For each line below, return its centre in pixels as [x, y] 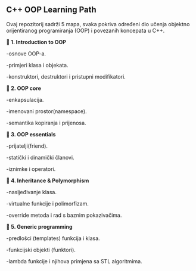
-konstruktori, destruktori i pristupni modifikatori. [66, 76]
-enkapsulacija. [25, 99]
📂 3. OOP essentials [31, 134]
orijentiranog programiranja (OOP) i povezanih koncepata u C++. [85, 30]
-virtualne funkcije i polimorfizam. [48, 203]
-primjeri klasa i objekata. [37, 65]
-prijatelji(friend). [27, 146]
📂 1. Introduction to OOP [36, 42]
